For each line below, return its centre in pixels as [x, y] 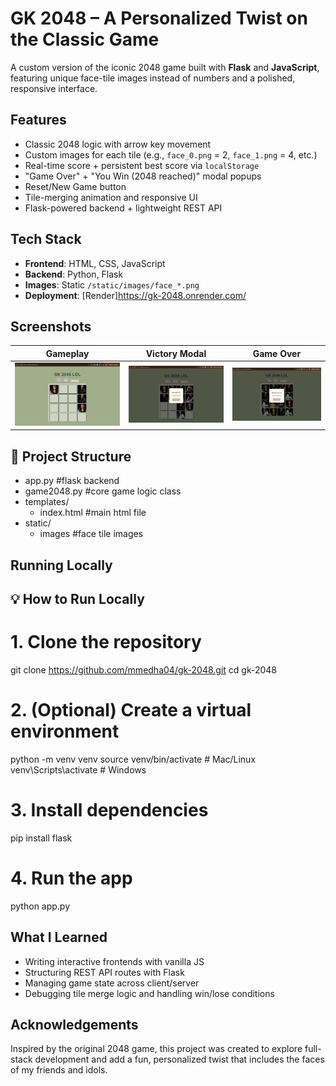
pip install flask [41, 838]
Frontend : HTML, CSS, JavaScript [95, 263]
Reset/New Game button [75, 186]
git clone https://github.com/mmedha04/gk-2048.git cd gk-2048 [143, 669]
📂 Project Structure [71, 456]
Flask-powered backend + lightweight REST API [123, 208]
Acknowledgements [74, 1024]
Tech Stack [46, 239]
